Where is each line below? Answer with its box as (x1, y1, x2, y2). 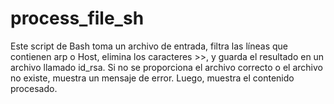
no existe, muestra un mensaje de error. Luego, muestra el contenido (10, 72, 295, 84)
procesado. (10, 82, 58, 94)
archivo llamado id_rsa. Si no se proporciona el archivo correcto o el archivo (10, 61, 323, 73)
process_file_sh (10, 7, 145, 30)
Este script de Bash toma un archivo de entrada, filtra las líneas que (10, 40, 288, 52)
